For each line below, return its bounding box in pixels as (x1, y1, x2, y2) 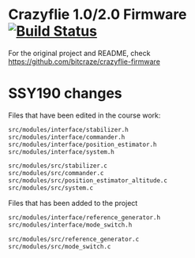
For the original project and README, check (8, 48, 151, 58)
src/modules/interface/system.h (8, 148, 114, 155)
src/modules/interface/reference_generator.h (8, 213, 160, 222)
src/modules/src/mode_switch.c (8, 242, 111, 250)
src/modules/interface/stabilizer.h (8, 125, 129, 133)
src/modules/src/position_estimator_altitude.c (8, 177, 168, 185)
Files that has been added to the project (8, 198, 138, 208)
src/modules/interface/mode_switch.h (8, 221, 133, 229)
